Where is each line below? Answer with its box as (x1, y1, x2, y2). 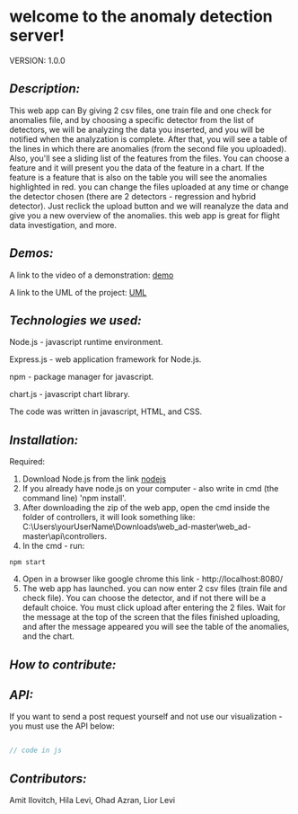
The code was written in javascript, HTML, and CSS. (9, 406, 203, 417)
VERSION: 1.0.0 (9, 55, 66, 66)
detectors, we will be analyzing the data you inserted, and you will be (9, 124, 265, 135)
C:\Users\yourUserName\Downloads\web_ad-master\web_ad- (22, 521, 251, 532)
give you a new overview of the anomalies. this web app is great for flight (9, 209, 280, 221)
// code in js (9, 746, 63, 756)
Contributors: (9, 771, 87, 786)
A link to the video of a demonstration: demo (9, 270, 174, 280)
